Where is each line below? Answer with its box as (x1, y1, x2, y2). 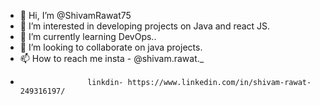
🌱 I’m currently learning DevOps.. (19, 31, 157, 42)
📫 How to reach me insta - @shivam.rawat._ (19, 53, 205, 64)
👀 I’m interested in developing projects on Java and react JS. (19, 20, 271, 32)
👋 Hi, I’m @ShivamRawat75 (19, 10, 132, 21)
